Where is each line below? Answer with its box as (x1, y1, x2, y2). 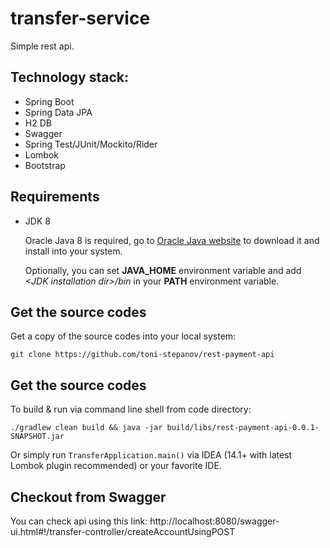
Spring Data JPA (24, 106, 93, 118)
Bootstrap (24, 159, 66, 171)
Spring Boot (24, 95, 75, 107)
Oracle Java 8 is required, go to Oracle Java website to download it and (24, 234, 320, 246)
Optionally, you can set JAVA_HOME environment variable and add (24, 264, 302, 276)
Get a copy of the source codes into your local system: (10, 330, 237, 342)
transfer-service (10, 7, 151, 30)
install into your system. (24, 245, 123, 257)
